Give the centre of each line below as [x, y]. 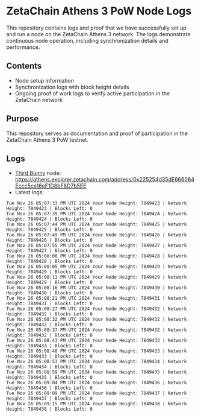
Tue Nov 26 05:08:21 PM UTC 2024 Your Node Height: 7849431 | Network [97, 299]
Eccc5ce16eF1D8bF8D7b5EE [51, 186]
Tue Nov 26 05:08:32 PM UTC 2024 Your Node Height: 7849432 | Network [97, 320]
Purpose [23, 119]
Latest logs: [29, 192]
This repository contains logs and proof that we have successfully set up [96, 28]
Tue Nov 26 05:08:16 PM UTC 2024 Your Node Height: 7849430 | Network [97, 288]
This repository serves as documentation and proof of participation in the [97, 133]
